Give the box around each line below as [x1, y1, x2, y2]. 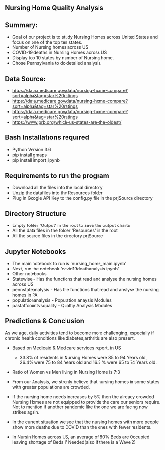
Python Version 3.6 [12, 146, 51, 152]
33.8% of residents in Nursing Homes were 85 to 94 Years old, [19, 355, 147, 360]
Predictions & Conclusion [5, 316, 85, 325]
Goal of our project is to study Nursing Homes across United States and [12, 34, 158, 40]
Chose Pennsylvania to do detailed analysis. [12, 60, 102, 66]
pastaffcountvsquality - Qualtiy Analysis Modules [12, 303, 112, 309]
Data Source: [5, 74, 46, 83]
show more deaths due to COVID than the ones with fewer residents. [12, 424, 152, 430]
